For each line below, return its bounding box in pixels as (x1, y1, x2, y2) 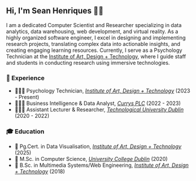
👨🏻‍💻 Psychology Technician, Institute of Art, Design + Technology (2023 (14, 87, 191, 94)
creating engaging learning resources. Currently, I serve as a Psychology (6, 47, 183, 54)
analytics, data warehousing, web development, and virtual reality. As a (6, 28, 178, 35)
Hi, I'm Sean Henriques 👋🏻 (6, 6, 104, 16)
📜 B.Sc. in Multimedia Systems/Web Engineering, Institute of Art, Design (14, 162, 189, 169)
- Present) (14, 94, 39, 101)
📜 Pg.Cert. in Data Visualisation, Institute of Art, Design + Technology (14, 143, 182, 150)
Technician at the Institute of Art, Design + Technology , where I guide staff (6, 52, 186, 60)
